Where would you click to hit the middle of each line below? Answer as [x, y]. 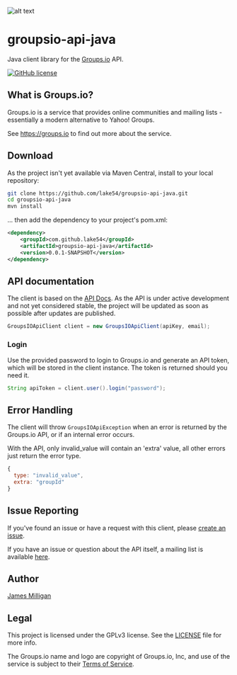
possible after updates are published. [62, 313]
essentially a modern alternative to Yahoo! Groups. [81, 120]
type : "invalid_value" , [48, 476]
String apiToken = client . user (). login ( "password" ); [87, 388]
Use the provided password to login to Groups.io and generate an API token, [118, 360]
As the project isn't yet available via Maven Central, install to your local [110, 173]
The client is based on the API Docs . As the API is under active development [118, 298]
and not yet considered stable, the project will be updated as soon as [108, 306]
